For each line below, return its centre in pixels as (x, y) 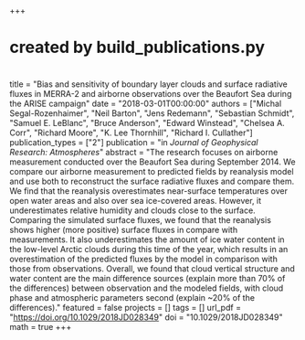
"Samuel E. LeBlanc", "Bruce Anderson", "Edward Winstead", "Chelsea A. (147, 123)
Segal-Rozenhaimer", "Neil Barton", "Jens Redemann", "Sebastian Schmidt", (152, 113)
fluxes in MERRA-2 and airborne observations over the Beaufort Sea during (151, 94)
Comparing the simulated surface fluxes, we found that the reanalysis (141, 220)
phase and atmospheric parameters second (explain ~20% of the (132, 298)
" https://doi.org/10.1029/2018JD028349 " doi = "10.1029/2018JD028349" (146, 317)
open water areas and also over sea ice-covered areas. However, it (136, 201)
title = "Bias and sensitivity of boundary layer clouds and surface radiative (148, 84)
